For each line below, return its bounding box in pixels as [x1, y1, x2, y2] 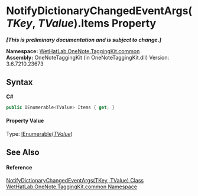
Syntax [6, 77, 33, 87]
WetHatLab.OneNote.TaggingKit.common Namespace [6, 183, 138, 190]
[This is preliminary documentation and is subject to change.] [6, 36, 161, 43]
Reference [6, 164, 33, 171]
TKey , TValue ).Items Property [6, 17, 157, 30]
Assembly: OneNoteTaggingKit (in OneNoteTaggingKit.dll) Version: [6, 54, 170, 61]
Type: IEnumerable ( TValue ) [6, 130, 73, 137]
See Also [6, 148, 40, 158]
